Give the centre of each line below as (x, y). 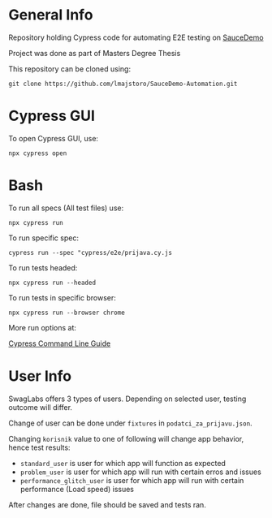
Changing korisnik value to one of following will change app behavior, (126, 438)
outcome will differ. (41, 407)
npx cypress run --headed (52, 283)
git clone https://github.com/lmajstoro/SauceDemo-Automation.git (123, 84)
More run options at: (43, 327)
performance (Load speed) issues (77, 489)
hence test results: (39, 447)
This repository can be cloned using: (70, 69)
